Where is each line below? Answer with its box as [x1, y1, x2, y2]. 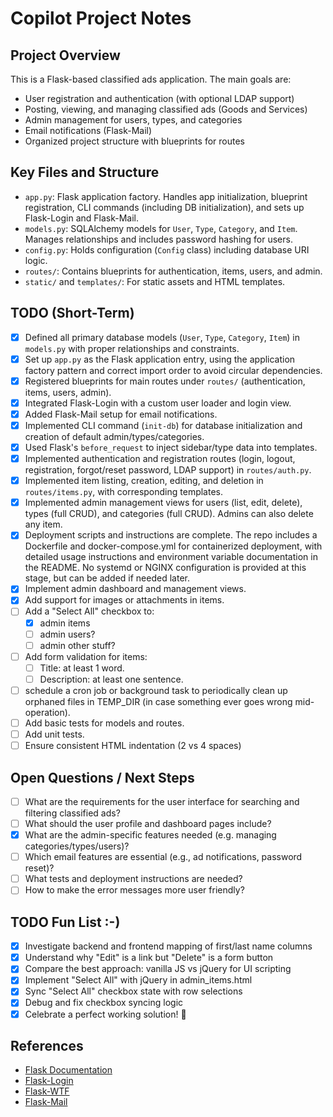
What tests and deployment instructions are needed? [24, 873, 243, 885]
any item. [24, 518, 63, 531]
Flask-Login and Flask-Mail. [24, 212, 140, 224]
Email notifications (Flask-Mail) [24, 125, 153, 136]
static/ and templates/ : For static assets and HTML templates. [24, 275, 286, 287]
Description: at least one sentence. [39, 673, 184, 685]
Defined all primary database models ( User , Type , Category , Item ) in [24, 331, 301, 343]
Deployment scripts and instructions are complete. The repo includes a [24, 529, 318, 541]
